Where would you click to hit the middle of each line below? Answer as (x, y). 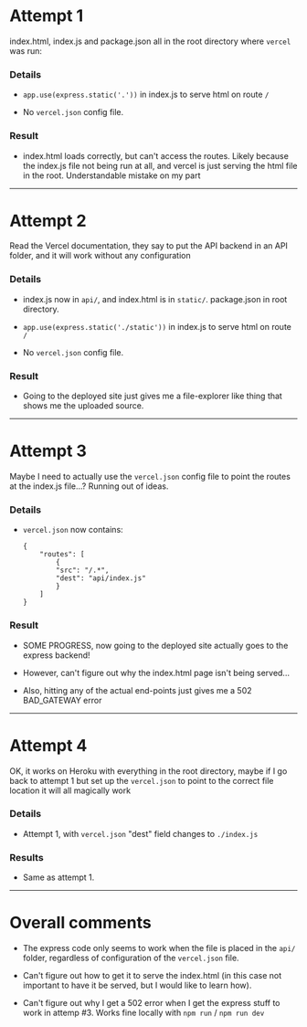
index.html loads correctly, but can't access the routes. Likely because (156, 155)
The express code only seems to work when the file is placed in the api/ (159, 948)
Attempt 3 (48, 451)
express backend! (56, 655)
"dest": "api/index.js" (101, 578)
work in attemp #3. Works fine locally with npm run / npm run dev (143, 1013)
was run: (26, 50)
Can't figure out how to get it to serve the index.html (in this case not (152, 976)
